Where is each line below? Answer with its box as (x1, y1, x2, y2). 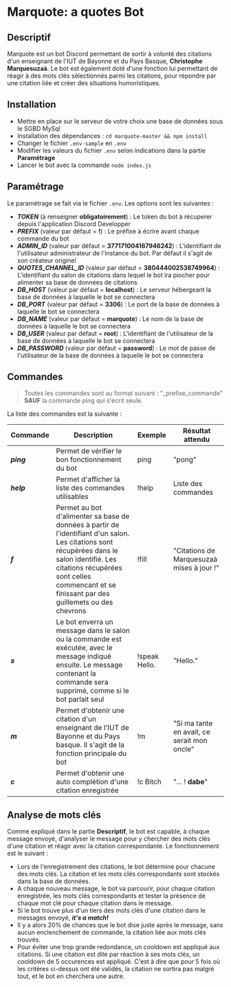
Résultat (182, 426, 211, 436)
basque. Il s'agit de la (56, 740, 125, 750)
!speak (137, 652, 159, 661)
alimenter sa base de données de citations (16, 278, 137, 286)
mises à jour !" (173, 563, 220, 573)
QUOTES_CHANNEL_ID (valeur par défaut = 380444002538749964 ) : (16, 263, 220, 271)
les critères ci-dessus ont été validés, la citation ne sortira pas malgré (16, 965, 214, 973)
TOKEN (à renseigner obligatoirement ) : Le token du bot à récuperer (16, 212, 212, 221)
